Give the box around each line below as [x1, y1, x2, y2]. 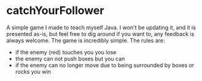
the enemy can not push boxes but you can [15, 55, 125, 62]
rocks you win [15, 68, 51, 75]
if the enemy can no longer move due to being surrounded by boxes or [15, 62, 195, 69]
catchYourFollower [6, 4, 104, 18]
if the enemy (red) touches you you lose [15, 48, 117, 55]
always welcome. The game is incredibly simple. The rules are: [6, 37, 165, 44]
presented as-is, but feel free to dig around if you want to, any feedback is [6, 30, 195, 37]
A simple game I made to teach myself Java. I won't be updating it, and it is [6, 24, 196, 31]
